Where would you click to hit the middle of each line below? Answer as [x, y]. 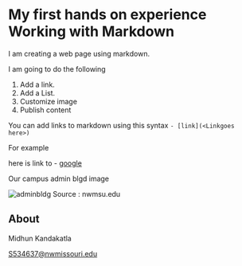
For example [29, 147]
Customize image [49, 101]
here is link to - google [45, 163]
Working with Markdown [92, 31]
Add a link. [37, 84]
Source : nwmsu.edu [87, 194]
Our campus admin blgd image [59, 178]
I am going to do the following [57, 68]
